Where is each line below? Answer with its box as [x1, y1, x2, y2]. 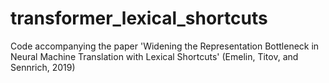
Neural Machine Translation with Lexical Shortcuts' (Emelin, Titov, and [10, 50, 299, 62]
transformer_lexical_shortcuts [10, 7, 268, 30]
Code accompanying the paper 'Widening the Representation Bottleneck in [10, 40, 320, 52]
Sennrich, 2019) [10, 61, 76, 73]
